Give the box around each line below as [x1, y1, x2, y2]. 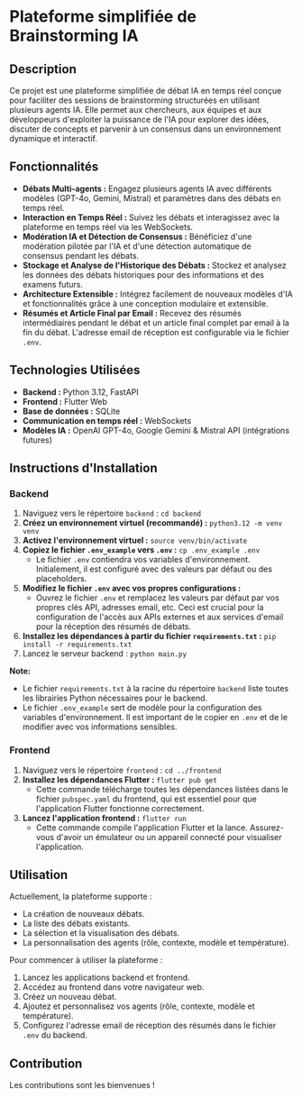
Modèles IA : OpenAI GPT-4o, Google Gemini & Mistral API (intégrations [22, 425, 290, 435]
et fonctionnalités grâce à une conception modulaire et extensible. [22, 297, 269, 308]
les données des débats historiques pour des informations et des [22, 269, 264, 280]
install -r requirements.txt [22, 640, 133, 650]
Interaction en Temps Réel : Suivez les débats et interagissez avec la [22, 212, 280, 223]
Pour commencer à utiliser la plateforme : [9, 955, 163, 965]
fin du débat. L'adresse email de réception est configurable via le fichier [22, 326, 290, 337]
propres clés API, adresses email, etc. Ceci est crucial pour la [35, 602, 264, 613]
